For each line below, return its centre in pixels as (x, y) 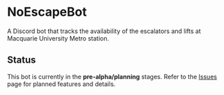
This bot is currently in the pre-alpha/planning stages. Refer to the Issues (112, 76)
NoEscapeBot (47, 12)
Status (22, 60)
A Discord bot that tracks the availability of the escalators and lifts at (104, 31)
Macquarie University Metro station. (58, 38)
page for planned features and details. (61, 84)
